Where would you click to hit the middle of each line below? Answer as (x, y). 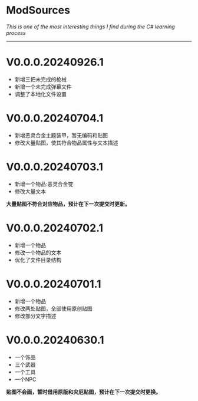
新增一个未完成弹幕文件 (43, 87)
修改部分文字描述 (35, 315)
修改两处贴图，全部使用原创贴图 (53, 308)
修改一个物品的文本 (38, 252)
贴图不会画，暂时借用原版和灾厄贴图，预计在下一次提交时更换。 (83, 392)
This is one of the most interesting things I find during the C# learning (90, 27)
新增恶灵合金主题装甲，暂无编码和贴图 (61, 135)
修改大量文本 (30, 191)
